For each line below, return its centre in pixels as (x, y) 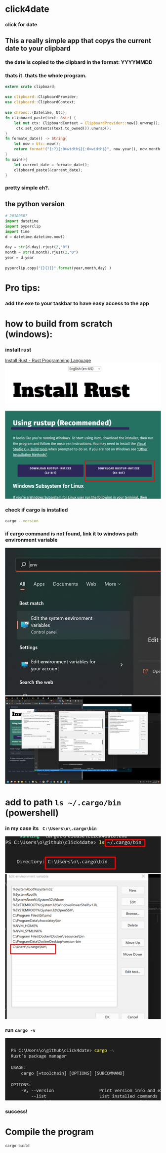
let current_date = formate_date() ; (52, 165)
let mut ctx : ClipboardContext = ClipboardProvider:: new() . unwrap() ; (87, 123)
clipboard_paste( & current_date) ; (48, 170)
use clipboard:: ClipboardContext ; (41, 102)
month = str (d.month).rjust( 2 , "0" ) (42, 253)
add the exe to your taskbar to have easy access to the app (77, 303)
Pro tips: (23, 288)
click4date (27, 9)
